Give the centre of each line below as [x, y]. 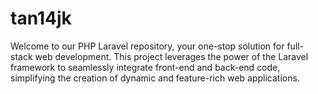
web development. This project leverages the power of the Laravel [171, 56]
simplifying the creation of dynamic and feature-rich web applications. [155, 78]
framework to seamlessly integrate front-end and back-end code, [145, 67]
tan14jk [41, 18]
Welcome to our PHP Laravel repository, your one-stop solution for [147, 46]
